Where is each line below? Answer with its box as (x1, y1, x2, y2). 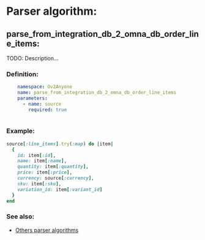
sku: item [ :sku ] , (17, 180, 62, 187)
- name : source (22, 101, 62, 107)
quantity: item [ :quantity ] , (17, 164, 89, 170)
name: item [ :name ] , (17, 158, 67, 164)
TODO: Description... (6, 55, 59, 62)
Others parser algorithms (15, 226, 79, 234)
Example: (6, 127, 35, 136)
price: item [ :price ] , (17, 169, 72, 176)
